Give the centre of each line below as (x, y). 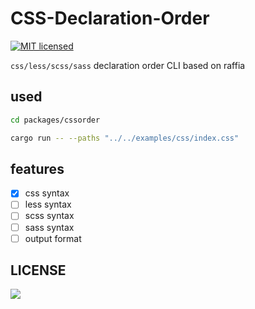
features (37, 168)
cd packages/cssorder (55, 120)
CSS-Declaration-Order (110, 18)
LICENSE (38, 270)
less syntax (48, 204)
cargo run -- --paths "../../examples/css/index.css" (125, 138)
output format (53, 238)
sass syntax (49, 227)
